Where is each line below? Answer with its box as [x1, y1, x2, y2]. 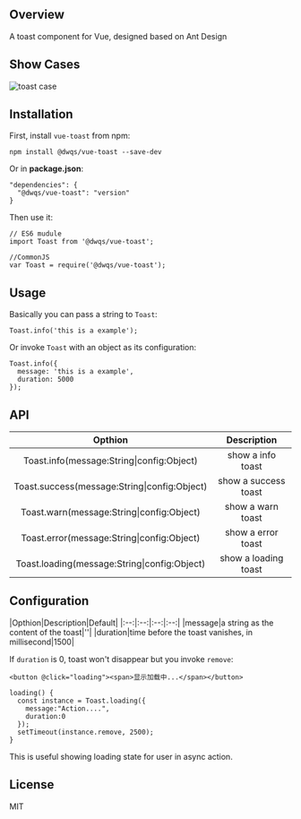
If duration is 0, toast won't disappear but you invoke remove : [9, 653, 234, 664]
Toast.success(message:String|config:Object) [13, 480, 208, 493]
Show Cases [9, 57, 81, 73]
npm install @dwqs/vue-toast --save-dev [9, 148, 163, 157]
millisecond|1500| [9, 636, 74, 647]
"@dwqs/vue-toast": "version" [17, 188, 130, 198]
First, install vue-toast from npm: [9, 130, 131, 142]
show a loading [219, 552, 284, 565]
